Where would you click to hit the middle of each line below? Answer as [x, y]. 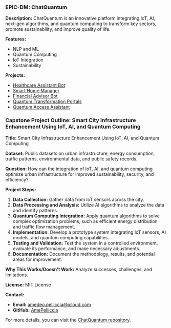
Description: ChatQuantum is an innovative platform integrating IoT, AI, [80, 18]
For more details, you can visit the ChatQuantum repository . [68, 320]
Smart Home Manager [36, 91]
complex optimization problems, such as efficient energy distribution [85, 221]
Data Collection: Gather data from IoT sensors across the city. [78, 199]
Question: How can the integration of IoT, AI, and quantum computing [79, 169]
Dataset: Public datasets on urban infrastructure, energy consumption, [80, 153]
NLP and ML [26, 49]
